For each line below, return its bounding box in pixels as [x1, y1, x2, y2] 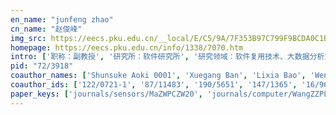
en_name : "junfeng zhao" [10, 14, 114, 25]
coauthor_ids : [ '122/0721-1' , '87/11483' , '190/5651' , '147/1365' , [10, 80, 298, 90]
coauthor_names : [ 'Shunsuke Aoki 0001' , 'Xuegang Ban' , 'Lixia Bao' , [10, 71, 307, 81]
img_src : [10, 33, 47, 43]
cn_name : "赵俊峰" [10, 24, 83, 34]
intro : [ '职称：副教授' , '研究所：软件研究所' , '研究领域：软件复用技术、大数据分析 [10, 52, 325, 62]
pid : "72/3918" [10, 61, 74, 71]
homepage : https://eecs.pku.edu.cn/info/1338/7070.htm [10, 42, 244, 53]
